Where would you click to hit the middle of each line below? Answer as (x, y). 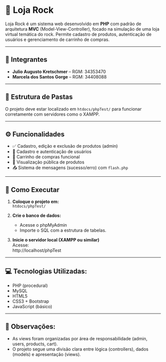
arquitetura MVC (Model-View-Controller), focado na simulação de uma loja (82, 29)
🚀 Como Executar (32, 190)
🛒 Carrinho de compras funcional (46, 157)
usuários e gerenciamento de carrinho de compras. (57, 40)
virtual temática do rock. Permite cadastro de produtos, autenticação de (78, 34)
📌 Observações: (30, 327)
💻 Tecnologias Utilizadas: (46, 271)
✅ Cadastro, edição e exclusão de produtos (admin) (65, 146)
